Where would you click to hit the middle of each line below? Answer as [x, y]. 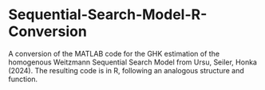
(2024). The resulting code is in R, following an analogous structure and [127, 70]
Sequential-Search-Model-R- [108, 15]
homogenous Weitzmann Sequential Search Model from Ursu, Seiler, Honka [133, 62]
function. [23, 79]
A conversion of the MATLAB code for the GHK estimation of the [114, 53]
